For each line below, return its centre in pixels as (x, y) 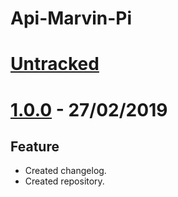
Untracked (55, 64)
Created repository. (64, 181)
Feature (35, 146)
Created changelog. (65, 171)
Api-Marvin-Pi (71, 18)
